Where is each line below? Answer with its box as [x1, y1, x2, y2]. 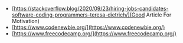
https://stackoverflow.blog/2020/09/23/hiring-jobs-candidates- [14, 5, 169, 12]
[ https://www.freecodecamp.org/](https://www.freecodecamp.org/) [11, 30, 177, 37]
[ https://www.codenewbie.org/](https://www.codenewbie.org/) [11, 24, 165, 31]
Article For [146, 11, 172, 18]
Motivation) [11, 18, 40, 24]
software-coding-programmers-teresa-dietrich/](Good [11, 11, 145, 18]
